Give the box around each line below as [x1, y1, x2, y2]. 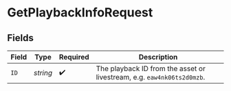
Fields [7, 32, 34, 44]
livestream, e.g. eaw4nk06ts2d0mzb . [96, 73, 206, 81]
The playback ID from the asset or [96, 64, 206, 73]
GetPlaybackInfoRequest [7, 5, 153, 21]
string [33, 68, 53, 77]
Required [58, 53, 89, 62]
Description [138, 53, 178, 62]
